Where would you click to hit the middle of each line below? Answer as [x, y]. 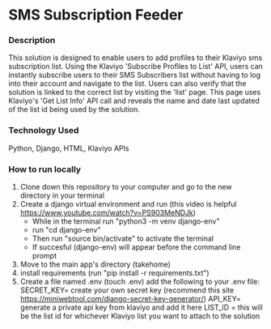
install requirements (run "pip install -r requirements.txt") [114, 273]
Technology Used [44, 130]
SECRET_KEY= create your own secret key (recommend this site [127, 290]
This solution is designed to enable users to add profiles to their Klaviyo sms [135, 58]
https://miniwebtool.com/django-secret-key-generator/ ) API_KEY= [130, 299]
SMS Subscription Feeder [96, 15]
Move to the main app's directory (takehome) [95, 264]
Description [32, 41]
